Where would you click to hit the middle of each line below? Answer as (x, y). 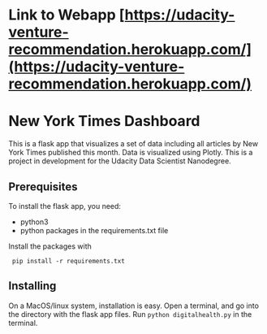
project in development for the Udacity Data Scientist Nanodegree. (120, 161)
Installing (32, 286)
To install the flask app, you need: (65, 206)
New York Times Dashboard (104, 121)
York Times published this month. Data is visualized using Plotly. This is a (131, 153)
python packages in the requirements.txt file (94, 230)
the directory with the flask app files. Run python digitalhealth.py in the (130, 314)
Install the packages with (50, 246)
